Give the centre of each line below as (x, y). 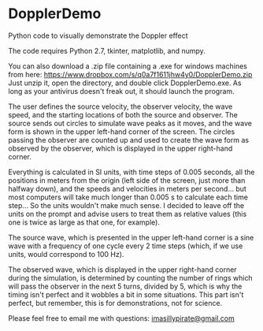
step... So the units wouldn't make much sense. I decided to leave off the (126, 205)
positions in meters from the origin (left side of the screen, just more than (127, 180)
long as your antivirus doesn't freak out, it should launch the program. (121, 91)
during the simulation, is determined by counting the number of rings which (131, 277)
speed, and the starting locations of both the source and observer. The (123, 114)
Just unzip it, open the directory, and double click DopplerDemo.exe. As (125, 83)
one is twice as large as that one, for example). (84, 222)
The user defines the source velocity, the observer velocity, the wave (120, 106)
